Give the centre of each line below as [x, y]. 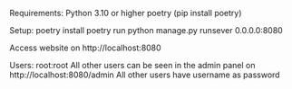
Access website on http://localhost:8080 [85, 48]
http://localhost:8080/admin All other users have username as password [145, 75]
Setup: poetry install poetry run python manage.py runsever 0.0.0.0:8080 [146, 30]
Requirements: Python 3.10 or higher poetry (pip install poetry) [126, 13]
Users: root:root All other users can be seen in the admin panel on [132, 65]
